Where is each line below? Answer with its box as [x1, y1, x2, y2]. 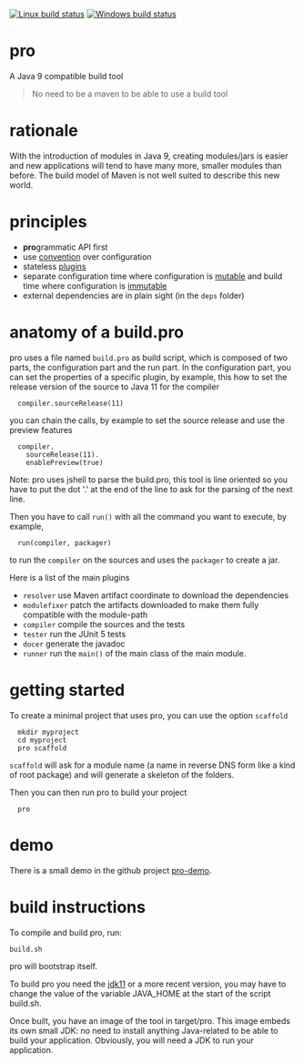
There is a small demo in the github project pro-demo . [9, 864, 212, 875]
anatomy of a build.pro [9, 322, 185, 342]
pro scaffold [17, 743, 67, 752]
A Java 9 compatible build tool [9, 70, 124, 81]
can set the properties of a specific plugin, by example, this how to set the [9, 371, 288, 382]
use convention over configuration [22, 251, 152, 262]
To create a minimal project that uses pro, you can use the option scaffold [9, 709, 289, 720]
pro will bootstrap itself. [9, 960, 98, 971]
